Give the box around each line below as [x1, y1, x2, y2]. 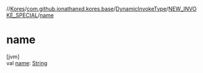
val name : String [6, 59, 48, 66]
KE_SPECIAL [6, 12, 39, 19]
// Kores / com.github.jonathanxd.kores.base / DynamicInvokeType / [6, 5, 169, 12]
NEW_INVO [168, 5, 197, 12]
